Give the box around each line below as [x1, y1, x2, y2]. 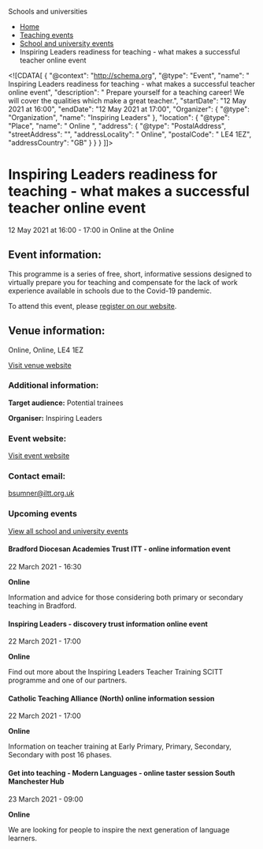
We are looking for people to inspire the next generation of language [8, 825, 230, 834]
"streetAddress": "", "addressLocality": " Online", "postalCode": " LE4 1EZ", [8, 130, 252, 139]
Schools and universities [8, 7, 88, 16]
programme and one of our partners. [8, 675, 128, 686]
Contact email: [8, 471, 65, 482]
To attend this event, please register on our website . [8, 301, 177, 310]
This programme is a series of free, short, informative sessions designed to [8, 269, 252, 279]
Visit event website [8, 451, 70, 460]
